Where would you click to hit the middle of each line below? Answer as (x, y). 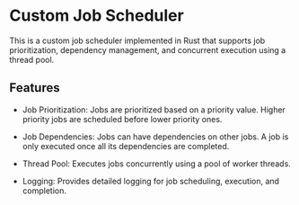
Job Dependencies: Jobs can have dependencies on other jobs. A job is (155, 137)
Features (35, 88)
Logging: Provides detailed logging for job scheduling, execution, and (151, 181)
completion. (44, 191)
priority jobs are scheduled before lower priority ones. (122, 119)
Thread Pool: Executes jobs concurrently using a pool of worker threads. (157, 164)
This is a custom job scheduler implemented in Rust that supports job (137, 40)
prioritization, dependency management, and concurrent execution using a (148, 49)
